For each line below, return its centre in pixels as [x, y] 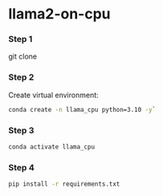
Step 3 [21, 130]
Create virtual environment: [53, 95]
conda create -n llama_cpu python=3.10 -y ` [82, 109]
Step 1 [20, 39]
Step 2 [21, 77]
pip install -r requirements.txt [64, 184]
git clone [23, 56]
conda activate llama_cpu [51, 147]
